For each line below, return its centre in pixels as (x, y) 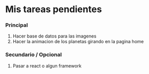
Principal (17, 25)
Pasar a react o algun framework (47, 66)
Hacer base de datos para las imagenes (55, 36)
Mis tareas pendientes (54, 9)
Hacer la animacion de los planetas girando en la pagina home (78, 42)
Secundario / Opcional (34, 55)
